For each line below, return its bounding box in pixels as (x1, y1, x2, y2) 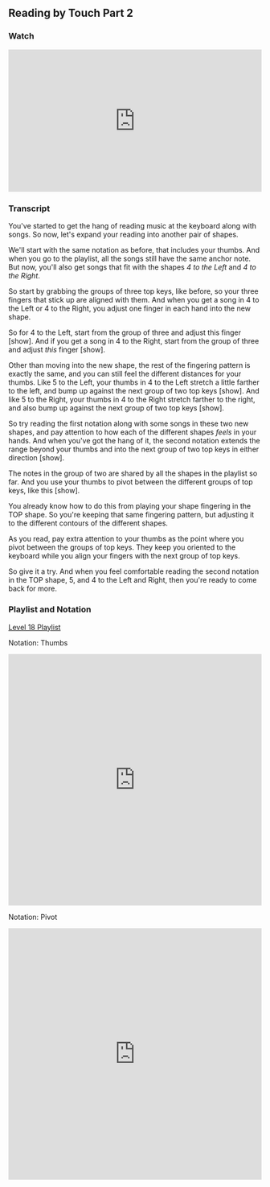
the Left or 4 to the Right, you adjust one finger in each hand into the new (8, 303, 252, 313)
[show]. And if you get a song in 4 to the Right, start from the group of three (8, 336, 260, 346)
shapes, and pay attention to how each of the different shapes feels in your (8, 427, 257, 437)
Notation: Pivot (8, 912, 58, 921)
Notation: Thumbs (8, 637, 68, 647)
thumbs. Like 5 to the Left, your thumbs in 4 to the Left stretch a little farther (8, 377, 260, 387)
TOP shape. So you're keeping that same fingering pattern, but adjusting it (8, 510, 255, 520)
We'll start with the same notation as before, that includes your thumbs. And (8, 245, 260, 255)
